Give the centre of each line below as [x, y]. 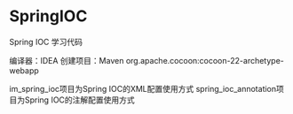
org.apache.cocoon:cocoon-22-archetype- [205, 60]
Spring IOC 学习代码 [46, 42]
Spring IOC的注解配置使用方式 [79, 100]
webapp [24, 70]
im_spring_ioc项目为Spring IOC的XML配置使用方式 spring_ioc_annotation [143, 88]
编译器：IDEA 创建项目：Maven [67, 60]
